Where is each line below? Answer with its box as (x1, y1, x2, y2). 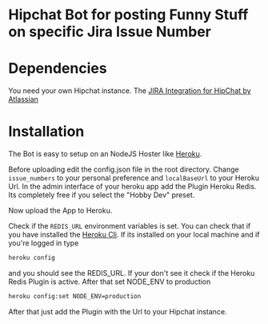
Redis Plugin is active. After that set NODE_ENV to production (8, 277, 211, 286)
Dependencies (8, 59, 107, 78)
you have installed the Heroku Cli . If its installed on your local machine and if (8, 230, 260, 240)
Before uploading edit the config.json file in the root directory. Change (8, 164, 239, 174)
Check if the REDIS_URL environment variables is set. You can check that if (8, 221, 251, 231)
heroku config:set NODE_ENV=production (8, 292, 142, 300)
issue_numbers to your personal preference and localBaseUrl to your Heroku (8, 173, 260, 183)
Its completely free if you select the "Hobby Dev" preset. (8, 190, 195, 200)
